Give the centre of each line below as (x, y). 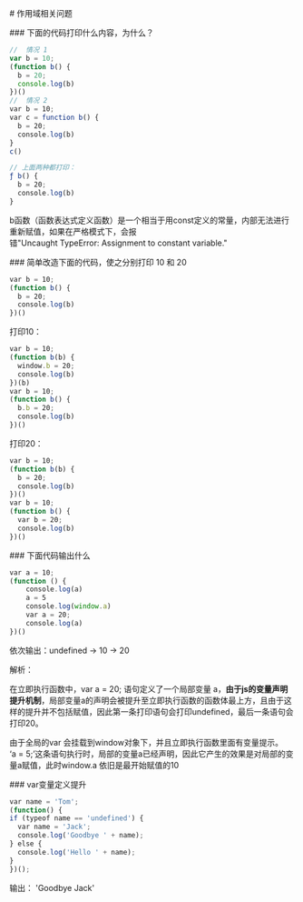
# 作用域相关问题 (41, 13)
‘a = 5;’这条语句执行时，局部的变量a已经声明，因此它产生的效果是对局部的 (147, 754)
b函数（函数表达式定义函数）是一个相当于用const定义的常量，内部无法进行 (150, 220)
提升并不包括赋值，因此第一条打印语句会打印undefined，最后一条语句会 (159, 711)
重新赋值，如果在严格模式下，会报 (73, 231)
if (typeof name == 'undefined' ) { (77, 818)
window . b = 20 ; (46, 366)
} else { (26, 844)
